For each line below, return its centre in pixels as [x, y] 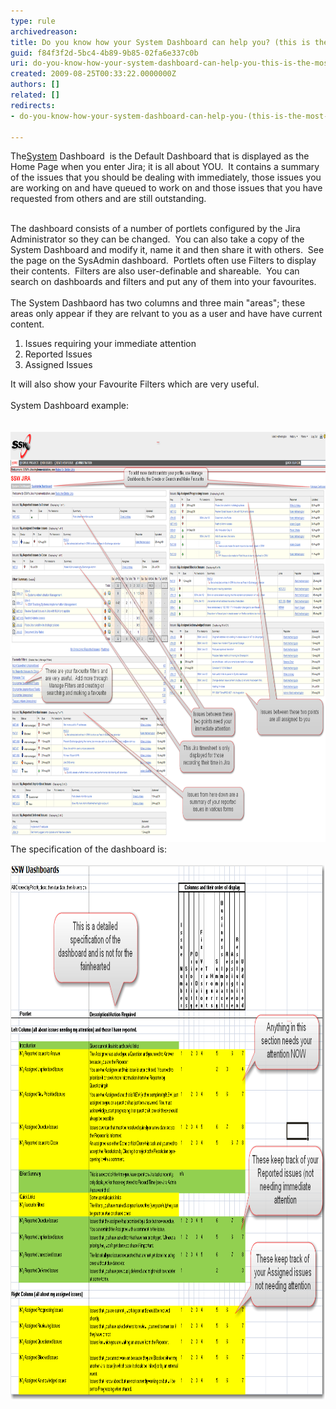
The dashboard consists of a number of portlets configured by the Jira [155, 229]
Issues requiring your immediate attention [110, 344]
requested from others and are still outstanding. [108, 199]
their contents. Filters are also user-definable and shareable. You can [155, 271]
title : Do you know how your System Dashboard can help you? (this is [160, 42]
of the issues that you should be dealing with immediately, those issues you [166, 177]
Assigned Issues [58, 365]
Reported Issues [58, 354]
